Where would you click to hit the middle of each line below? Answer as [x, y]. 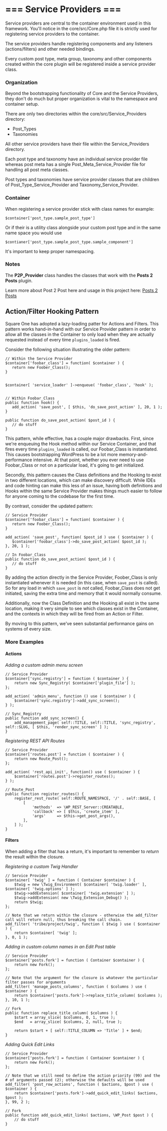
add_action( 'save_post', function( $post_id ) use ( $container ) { [79, 537]
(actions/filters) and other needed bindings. [50, 49]
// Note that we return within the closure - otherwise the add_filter [81, 915]
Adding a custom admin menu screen [44, 665]
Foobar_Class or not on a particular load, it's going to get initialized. [75, 465]
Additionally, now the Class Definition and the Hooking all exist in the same [82, 603]
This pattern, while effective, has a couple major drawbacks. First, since [79, 438]
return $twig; [29, 902]
